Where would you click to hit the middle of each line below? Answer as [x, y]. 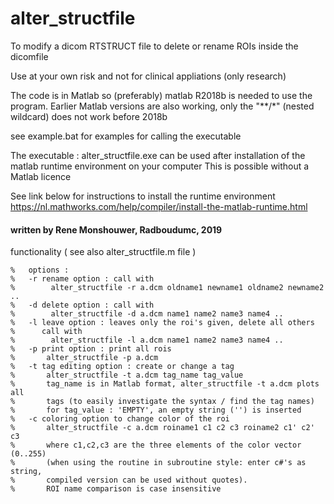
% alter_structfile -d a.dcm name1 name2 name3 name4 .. [147, 314]
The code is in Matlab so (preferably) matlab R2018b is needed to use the [161, 95]
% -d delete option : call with [82, 305]
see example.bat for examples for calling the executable [126, 136]
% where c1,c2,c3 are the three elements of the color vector [156, 445]
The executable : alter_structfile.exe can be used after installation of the [158, 155]
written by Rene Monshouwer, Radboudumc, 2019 [116, 229]
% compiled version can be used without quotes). [129, 480]
